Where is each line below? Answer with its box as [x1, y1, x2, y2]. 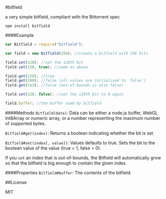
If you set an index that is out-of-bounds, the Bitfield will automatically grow [5, 155, 161, 161]
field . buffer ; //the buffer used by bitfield [5, 101, 101, 106]
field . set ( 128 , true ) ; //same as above [5, 64, 88, 69]
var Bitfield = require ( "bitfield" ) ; [5, 42, 84, 47]
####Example [5, 32, 34, 38]
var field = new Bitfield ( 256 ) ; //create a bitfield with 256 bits [5, 51, 149, 56]
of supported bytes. [5, 120, 46, 126]
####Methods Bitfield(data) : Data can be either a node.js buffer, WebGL [5, 110, 158, 116]
